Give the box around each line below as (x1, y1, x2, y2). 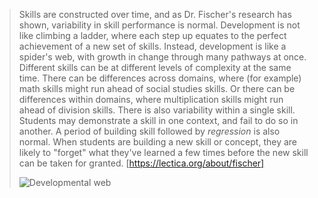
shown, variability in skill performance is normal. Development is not (18, 19, 301, 31)
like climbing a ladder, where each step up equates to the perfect (18, 30, 287, 41)
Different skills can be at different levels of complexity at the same (18, 62, 292, 73)
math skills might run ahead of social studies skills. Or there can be (18, 83, 296, 94)
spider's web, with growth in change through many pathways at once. (18, 51, 307, 63)
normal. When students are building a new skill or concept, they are (18, 136, 298, 148)
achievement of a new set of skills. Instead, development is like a (18, 40, 287, 52)
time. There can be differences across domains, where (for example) (18, 72, 302, 84)
